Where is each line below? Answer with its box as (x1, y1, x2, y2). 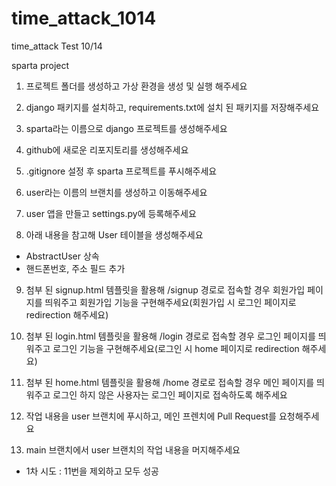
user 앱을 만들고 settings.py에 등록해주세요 (25, 207, 197, 219)
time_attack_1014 (11, 7, 157, 30)
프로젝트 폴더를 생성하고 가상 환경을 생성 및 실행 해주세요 (25, 80, 248, 92)
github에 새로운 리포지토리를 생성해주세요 (25, 143, 189, 156)
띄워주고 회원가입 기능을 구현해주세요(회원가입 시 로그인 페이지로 (44, 296, 297, 308)
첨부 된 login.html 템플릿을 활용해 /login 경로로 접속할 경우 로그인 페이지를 (25, 330, 316, 342)
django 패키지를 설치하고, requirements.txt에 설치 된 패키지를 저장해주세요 (25, 101, 320, 113)
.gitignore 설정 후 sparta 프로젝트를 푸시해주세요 (25, 165, 218, 177)
